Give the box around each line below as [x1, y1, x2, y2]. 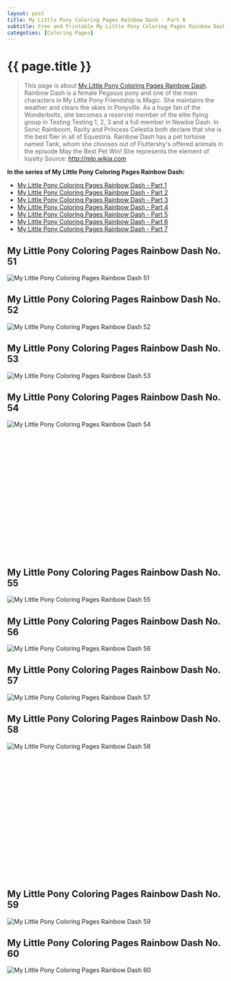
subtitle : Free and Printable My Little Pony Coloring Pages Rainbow [7, 23, 211, 30]
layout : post [7, 10, 45, 17]
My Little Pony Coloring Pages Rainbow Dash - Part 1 [16, 181, 167, 190]
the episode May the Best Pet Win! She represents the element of [23, 147, 210, 155]
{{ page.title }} [7, 59, 92, 74]
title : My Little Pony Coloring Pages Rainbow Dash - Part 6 [7, 16, 186, 23]
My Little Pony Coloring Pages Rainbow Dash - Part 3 [16, 196, 168, 204]
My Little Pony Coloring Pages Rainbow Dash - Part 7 [16, 225, 168, 234]
